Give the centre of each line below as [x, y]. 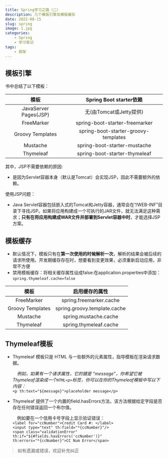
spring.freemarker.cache [91, 300]
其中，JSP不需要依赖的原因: [34, 167]
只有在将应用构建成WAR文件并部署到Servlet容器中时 [76, 217]
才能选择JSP [148, 217]
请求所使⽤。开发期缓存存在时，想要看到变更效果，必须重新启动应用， [85, 260]
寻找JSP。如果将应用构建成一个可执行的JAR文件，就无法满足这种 [89, 211]
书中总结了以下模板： [27, 86]
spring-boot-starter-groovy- [114, 131]
